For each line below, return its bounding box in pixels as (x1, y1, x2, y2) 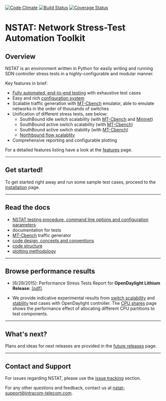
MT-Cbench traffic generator (12, 232, 72, 238)
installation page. (5, 184, 41, 190)
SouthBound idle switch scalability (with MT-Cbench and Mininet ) (19, 116, 153, 122)
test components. (12, 311, 48, 317)
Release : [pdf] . (12, 286, 43, 291)
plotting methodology (12, 248, 56, 254)
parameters (12, 222, 36, 228)
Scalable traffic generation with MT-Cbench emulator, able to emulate (12, 101, 155, 106)
